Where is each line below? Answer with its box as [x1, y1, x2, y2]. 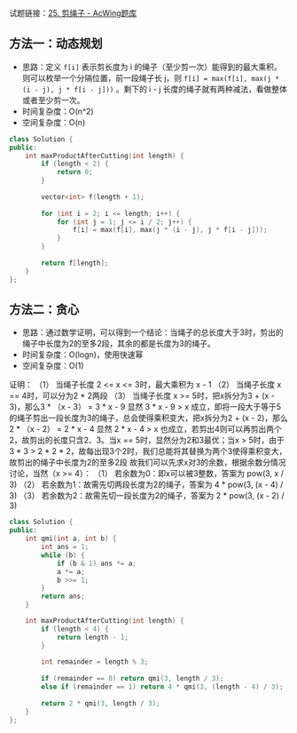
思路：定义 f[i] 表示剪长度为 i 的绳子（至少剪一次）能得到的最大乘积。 [21, 61, 282, 72]
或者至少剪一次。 [21, 94, 85, 105]
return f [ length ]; [41, 259, 109, 267]
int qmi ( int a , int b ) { [25, 534, 117, 544]
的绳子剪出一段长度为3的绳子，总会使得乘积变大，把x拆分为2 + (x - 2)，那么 [9, 412, 288, 424]
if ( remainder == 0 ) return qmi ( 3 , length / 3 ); [41, 674, 224, 683]
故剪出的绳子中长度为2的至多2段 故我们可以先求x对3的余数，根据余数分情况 [9, 457, 286, 468]
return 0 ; [56, 168, 93, 177]
